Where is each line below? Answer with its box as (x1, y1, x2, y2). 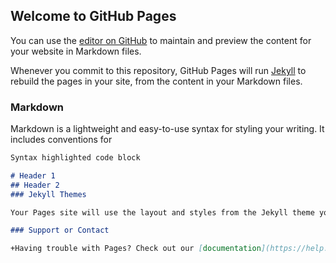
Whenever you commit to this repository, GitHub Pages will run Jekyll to (10, 64, 307, 76)
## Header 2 (10, 180, 60, 190)
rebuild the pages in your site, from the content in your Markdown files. (10, 75, 303, 87)
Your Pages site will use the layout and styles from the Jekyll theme (10, 207, 315, 218)
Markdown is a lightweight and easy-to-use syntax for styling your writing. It (10, 123, 325, 135)
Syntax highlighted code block (10, 153, 141, 163)
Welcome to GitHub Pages (10, 8, 177, 25)
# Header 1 (10, 170, 56, 181)
